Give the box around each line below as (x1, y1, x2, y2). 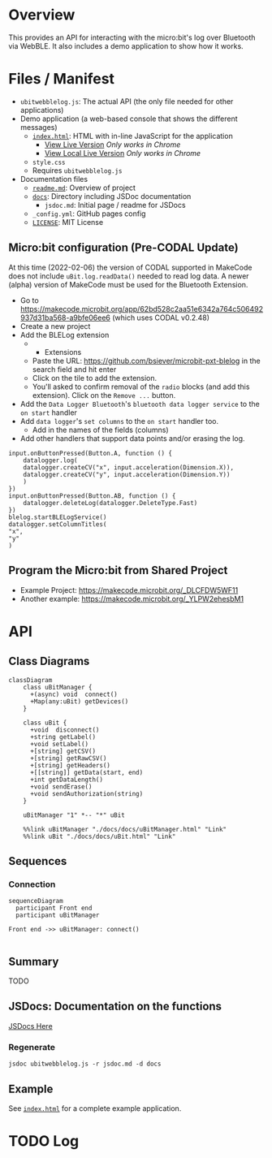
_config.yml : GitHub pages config (32, 209, 146, 218)
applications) (19, 105, 64, 115)
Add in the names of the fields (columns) (32, 425, 169, 434)
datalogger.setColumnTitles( (8, 520, 107, 529)
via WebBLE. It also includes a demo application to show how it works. (8, 41, 244, 50)
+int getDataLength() (29, 776, 104, 784)
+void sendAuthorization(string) (29, 789, 144, 797)
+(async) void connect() (29, 690, 118, 698)
